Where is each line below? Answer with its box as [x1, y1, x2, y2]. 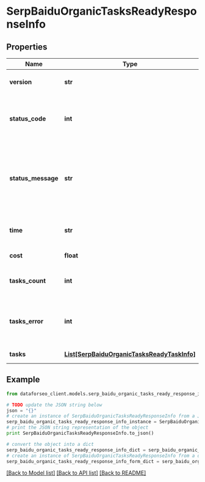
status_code [9, 114, 46, 123]
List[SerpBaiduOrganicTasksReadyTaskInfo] [64, 350, 196, 358]
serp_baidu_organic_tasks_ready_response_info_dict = [6, 447, 146, 453]
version [9, 78, 32, 86]
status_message [9, 174, 59, 182]
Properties [6, 42, 48, 52]
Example [6, 374, 40, 385]
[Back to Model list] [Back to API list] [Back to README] [6, 469, 146, 476]
